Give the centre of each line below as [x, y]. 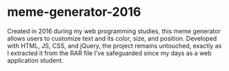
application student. [36, 60]
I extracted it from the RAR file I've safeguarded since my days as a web [109, 53]
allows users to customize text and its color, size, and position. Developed [112, 38]
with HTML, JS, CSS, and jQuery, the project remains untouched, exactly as [114, 45]
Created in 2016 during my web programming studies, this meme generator [114, 31]
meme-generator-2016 [74, 12]
